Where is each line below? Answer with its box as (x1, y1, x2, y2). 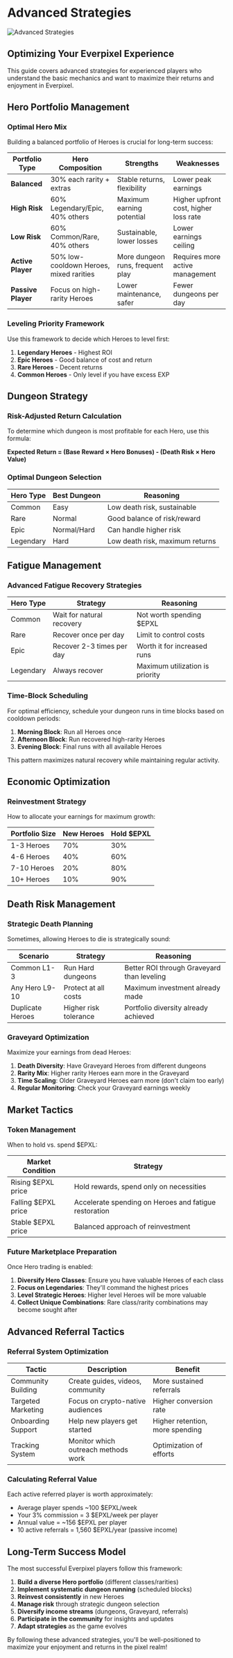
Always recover (53, 665, 104, 675)
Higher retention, (152, 1416, 208, 1426)
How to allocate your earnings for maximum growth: (7, 813, 156, 821)
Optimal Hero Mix (7, 122, 67, 132)
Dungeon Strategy (7, 390, 88, 402)
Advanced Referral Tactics (7, 1325, 125, 1338)
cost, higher (173, 204, 212, 213)
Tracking (10, 1441, 40, 1450)
